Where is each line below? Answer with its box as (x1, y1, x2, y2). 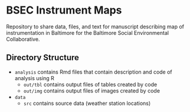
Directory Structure (6, 52, 80, 62)
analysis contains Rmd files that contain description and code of (14, 68, 172, 75)
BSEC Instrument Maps (6, 4, 122, 17)
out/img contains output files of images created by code (23, 87, 160, 94)
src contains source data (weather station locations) (23, 100, 151, 107)
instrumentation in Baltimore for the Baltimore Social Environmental (6, 29, 169, 36)
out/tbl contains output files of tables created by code (23, 81, 158, 88)
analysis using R (14, 74, 55, 81)
